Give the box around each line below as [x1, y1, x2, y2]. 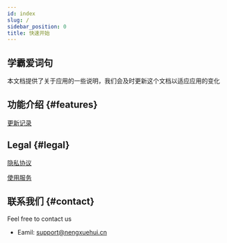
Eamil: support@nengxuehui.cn [17, 228, 108, 236]
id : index [7, 10, 36, 17]
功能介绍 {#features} [7, 99, 99, 111]
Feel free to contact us [7, 215, 72, 223]
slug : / [7, 17, 30, 24]
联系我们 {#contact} [7, 196, 95, 208]
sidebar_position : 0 [7, 23, 67, 30]
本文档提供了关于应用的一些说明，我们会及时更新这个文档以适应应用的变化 [7, 77, 220, 85]
